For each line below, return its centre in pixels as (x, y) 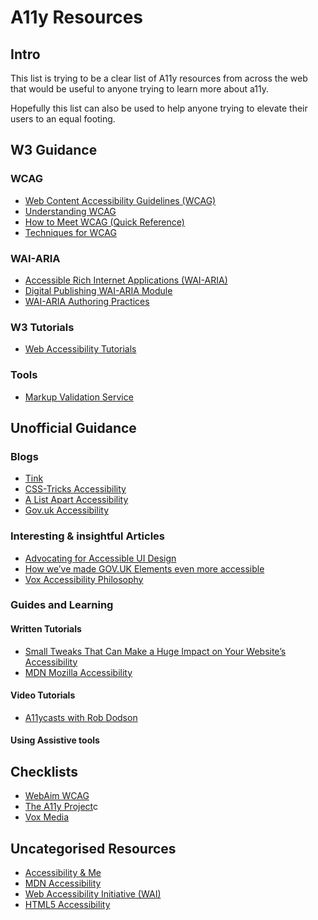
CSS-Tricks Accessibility (75, 489)
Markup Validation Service (79, 397)
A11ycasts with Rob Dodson (81, 717)
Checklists (44, 771)
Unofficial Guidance (73, 427)
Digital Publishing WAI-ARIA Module (98, 290)
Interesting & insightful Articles (87, 536)
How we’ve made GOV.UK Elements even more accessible (144, 568)
